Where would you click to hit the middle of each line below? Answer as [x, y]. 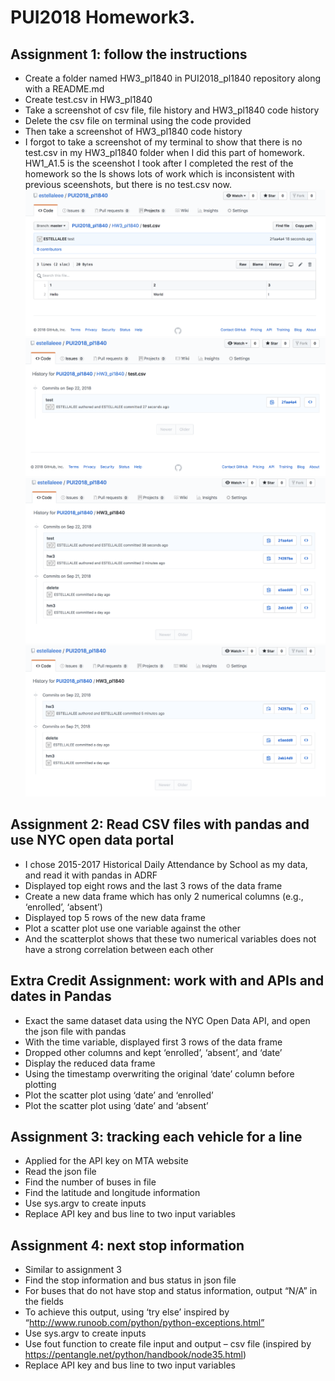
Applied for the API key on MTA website [106, 1161]
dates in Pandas [61, 996]
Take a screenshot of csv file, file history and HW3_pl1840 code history [172, 110]
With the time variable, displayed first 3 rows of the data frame [153, 1042]
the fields [44, 1302]
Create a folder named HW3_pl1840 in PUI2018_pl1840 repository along [172, 78]
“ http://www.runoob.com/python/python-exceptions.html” [144, 1323]
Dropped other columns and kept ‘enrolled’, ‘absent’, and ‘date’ [153, 1052]
